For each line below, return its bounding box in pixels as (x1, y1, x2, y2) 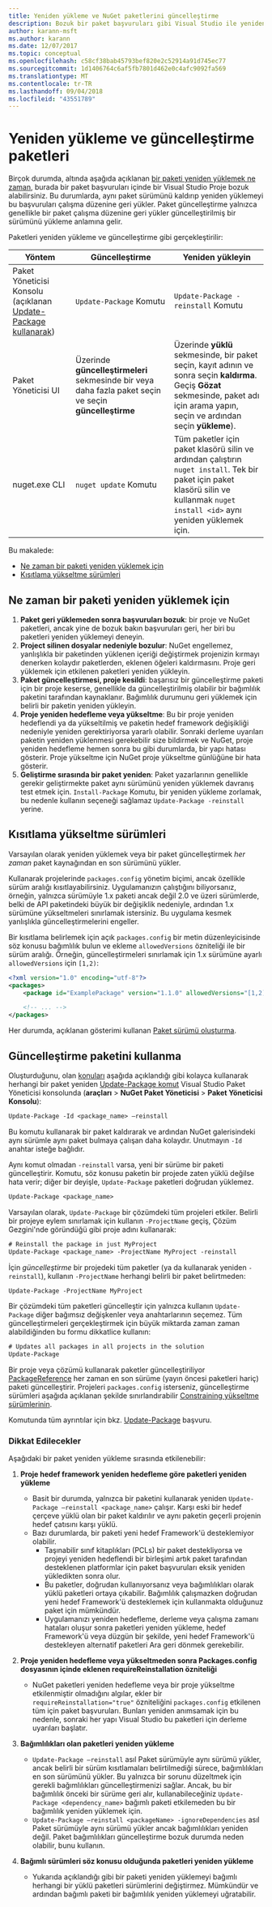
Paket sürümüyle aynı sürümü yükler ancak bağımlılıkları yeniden (32, 1824, 249, 1833)
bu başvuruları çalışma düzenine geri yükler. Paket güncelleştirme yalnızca (8, 199, 257, 209)
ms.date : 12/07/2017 (8, 42, 79, 50)
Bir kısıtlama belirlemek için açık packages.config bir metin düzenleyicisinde (8, 932, 261, 942)
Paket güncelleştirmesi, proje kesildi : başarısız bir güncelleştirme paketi (19, 675, 264, 685)
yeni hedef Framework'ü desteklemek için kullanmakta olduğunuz (44, 1597, 264, 1607)
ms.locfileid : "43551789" (8, 95, 96, 103)
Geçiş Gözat (173, 380, 222, 391)
